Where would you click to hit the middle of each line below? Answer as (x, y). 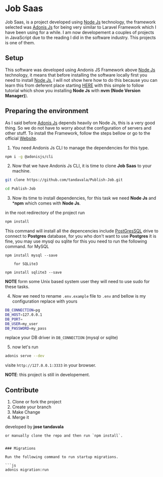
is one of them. (20, 42)
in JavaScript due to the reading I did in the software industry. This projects (81, 38)
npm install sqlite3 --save (34, 273)
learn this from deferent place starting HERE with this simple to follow (75, 85)
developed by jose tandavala (35, 427)
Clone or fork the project (37, 402)
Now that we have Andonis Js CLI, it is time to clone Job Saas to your (82, 166)
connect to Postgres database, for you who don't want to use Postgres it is (81, 236)
